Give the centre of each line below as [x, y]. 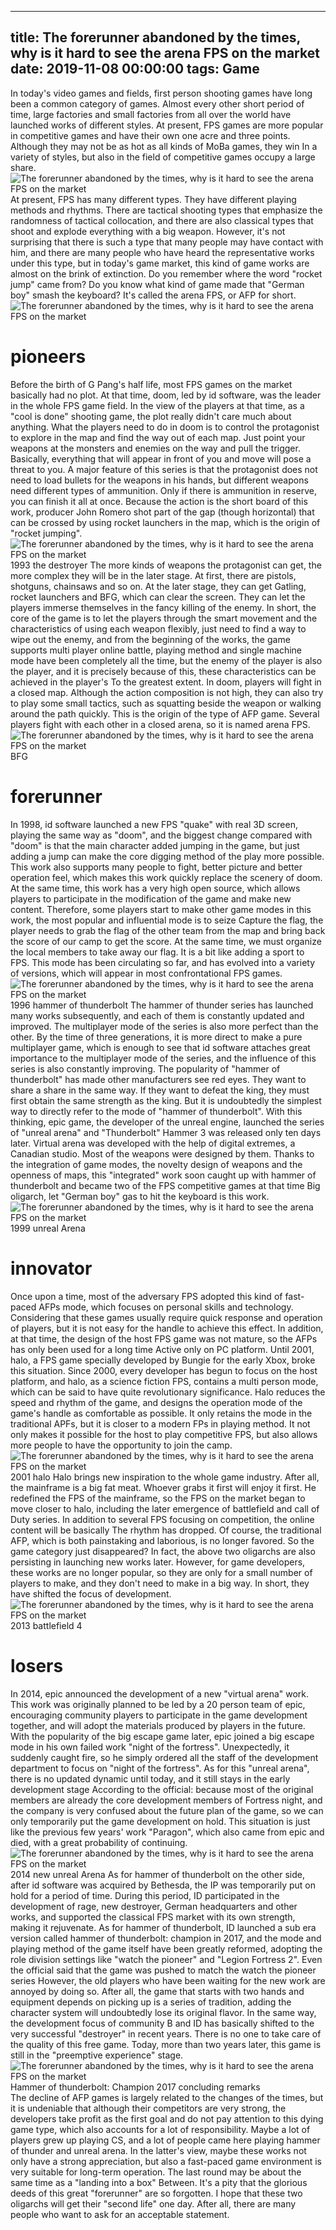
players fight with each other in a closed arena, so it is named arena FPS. [160, 724]
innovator [51, 1268]
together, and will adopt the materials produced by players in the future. [158, 1725]
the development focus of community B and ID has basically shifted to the [162, 2023]
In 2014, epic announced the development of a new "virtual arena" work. [160, 1693]
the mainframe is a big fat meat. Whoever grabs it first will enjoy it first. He [163, 1487]
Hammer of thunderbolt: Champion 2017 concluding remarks [135, 2087]
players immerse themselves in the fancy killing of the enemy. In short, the [163, 607]
